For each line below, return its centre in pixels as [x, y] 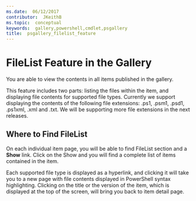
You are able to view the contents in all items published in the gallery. [90, 79]
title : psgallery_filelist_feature [51, 34]
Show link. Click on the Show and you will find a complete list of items [91, 155]
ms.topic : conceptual [34, 22]
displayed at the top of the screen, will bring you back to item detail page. [95, 191]
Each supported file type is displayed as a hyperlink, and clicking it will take [98, 173]
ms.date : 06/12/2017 [33, 12]
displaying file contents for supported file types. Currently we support [91, 97]
